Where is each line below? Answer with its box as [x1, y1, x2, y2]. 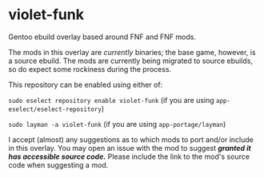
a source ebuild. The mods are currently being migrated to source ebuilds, [8, 56, 254, 65]
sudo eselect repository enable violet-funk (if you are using [8, 95, 214, 105]
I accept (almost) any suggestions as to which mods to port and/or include [8, 134, 254, 144]
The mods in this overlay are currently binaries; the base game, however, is [8, 47, 256, 57]
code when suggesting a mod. [8, 160, 109, 169]
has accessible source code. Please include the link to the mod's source [8, 152, 250, 161]
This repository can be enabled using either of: [8, 80, 163, 89]
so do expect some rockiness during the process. [8, 64, 172, 73]
